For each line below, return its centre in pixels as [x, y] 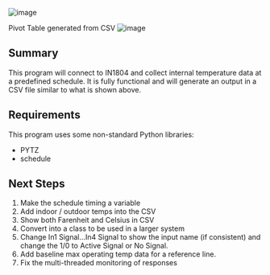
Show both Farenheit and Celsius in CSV [87, 220]
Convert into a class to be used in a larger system [102, 228]
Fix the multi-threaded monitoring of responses [98, 263]
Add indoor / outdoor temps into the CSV [88, 211]
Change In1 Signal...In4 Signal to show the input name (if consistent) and [140, 237]
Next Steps [37, 184]
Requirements [44, 115]
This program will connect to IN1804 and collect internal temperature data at [135, 72]
